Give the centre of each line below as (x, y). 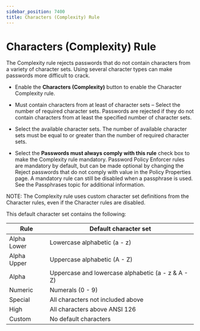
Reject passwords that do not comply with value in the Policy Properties (103, 172)
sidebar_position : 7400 (36, 12)
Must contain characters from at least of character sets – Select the (97, 105)
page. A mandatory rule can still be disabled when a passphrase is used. (104, 178)
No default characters (80, 319)
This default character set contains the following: (66, 214)
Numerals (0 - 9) (74, 290)
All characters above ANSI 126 (93, 310)
